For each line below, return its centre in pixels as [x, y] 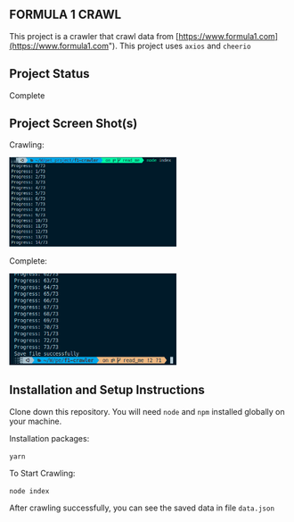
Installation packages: [49, 438]
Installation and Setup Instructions [107, 390]
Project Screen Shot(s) [73, 124]
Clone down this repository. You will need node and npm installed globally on [147, 411]
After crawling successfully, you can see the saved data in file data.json [142, 508]
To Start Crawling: [42, 473]
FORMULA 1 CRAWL [65, 15]
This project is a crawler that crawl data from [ [94, 36]
